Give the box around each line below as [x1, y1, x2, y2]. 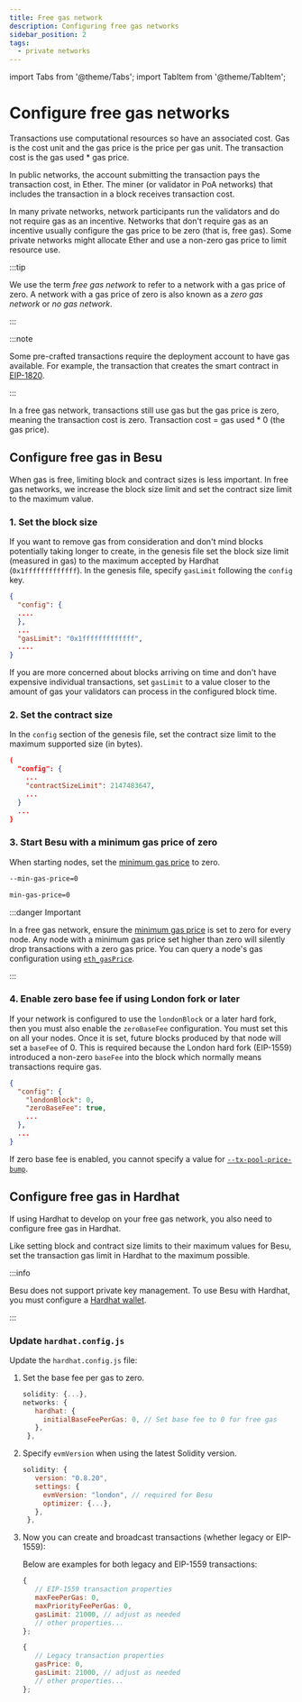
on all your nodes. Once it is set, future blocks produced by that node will [9, 1032, 281, 1043]
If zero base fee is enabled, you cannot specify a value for [9, 1153, 225, 1164]
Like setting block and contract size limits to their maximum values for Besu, [9, 1240, 292, 1251]
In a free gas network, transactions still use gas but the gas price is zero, [9, 405, 279, 416]
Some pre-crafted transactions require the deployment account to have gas [9, 351, 290, 361]
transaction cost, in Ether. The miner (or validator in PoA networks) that [9, 179, 273, 190]
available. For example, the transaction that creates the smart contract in [9, 361, 279, 371]
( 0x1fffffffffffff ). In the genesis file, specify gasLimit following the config [9, 565, 293, 576]
